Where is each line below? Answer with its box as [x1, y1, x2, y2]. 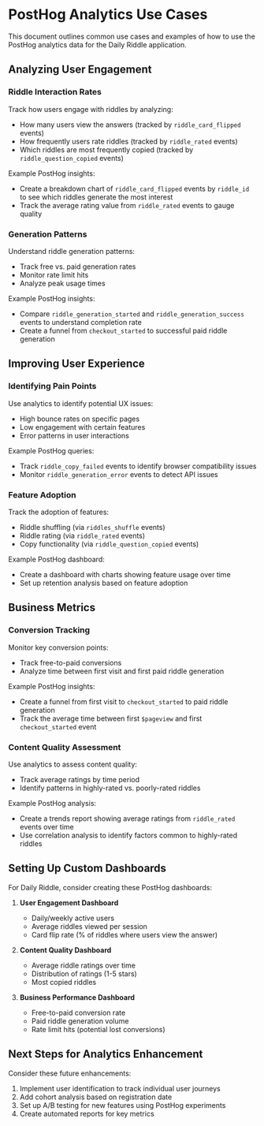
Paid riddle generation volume [31, 1016, 129, 1026]
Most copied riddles [31, 977, 97, 986]
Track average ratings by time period [19, 774, 140, 784]
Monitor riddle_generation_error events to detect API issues [19, 469, 218, 479]
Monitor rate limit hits [19, 270, 89, 279]
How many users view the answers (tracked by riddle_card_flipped [19, 120, 242, 129]
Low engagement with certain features [19, 422, 146, 431]
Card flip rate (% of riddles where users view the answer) [31, 930, 218, 939]
